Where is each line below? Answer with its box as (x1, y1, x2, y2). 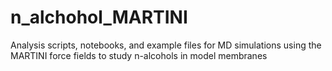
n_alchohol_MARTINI (10, 6, 188, 29)
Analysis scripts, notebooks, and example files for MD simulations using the (10, 39, 322, 51)
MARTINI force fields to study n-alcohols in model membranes (10, 49, 268, 61)
